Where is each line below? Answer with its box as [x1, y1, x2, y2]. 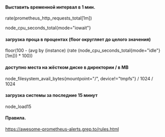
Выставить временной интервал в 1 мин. [5, 4, 96, 10]
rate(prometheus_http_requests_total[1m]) [5, 15, 92, 21]
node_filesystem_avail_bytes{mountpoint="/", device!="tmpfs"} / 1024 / [5, 75, 153, 81]
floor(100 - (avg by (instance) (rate [5, 48, 77, 54]
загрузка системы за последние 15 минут [5, 92, 98, 98]
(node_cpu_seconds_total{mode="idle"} [77, 48, 161, 54]
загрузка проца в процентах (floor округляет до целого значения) [5, 36, 151, 42]
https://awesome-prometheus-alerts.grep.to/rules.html [5, 126, 119, 132]
